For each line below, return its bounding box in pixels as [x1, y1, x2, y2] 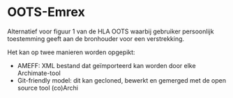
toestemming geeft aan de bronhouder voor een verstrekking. [7, 34, 185, 42]
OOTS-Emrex [7, 4, 85, 20]
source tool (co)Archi [17, 83, 79, 92]
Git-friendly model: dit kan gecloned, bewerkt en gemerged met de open [17, 76, 227, 84]
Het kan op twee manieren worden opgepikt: [7, 48, 135, 56]
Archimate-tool [17, 69, 61, 77]
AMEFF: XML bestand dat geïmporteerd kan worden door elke [17, 61, 197, 70]
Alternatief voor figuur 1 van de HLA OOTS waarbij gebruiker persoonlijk [7, 27, 214, 35]
